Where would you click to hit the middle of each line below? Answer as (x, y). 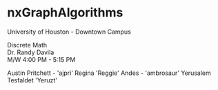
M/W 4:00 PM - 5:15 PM (41, 59)
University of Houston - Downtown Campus (69, 32)
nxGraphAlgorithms (65, 13)
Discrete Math (27, 45)
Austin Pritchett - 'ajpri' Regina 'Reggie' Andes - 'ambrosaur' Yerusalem (109, 73)
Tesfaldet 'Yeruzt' (32, 80)
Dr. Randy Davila (31, 52)
